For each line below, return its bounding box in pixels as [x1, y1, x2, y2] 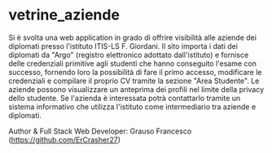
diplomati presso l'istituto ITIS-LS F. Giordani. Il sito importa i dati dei [8, 41, 239, 50]
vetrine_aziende [8, 6, 121, 24]
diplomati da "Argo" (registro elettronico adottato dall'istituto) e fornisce [8, 50, 249, 59]
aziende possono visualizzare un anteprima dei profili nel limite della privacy [8, 84, 265, 94]
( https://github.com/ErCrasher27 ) [8, 134, 121, 144]
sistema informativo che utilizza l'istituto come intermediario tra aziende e [8, 102, 257, 111]
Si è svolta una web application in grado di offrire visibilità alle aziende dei [8, 33, 257, 42]
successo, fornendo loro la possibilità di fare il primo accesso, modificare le [8, 67, 262, 76]
